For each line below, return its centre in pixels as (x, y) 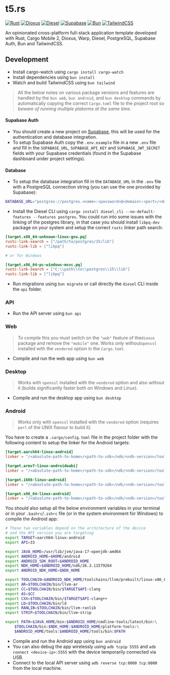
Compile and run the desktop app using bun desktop (67, 398)
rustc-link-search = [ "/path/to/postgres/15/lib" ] (60, 241)
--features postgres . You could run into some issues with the (97, 217)
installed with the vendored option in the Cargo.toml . (71, 348)
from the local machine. (37, 668)
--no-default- (140, 212)
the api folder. (27, 289)
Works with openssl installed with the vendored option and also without (91, 383)
